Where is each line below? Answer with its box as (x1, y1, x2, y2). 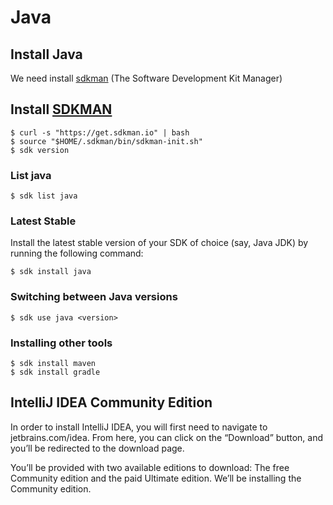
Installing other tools (10, 336, 113, 350)
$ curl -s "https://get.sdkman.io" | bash (10, 127, 190, 138)
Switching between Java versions (10, 290, 178, 304)
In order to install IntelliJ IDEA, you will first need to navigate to (10, 421, 268, 433)
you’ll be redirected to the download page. (10, 442, 185, 454)
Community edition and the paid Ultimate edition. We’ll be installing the (10, 472, 302, 484)
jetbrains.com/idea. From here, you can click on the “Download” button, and (10, 431, 324, 443)
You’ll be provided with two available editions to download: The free (10, 461, 290, 473)
